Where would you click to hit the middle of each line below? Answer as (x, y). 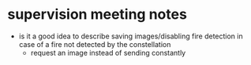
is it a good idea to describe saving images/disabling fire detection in (131, 36)
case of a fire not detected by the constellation (95, 44)
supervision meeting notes (97, 14)
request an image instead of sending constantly (108, 52)
